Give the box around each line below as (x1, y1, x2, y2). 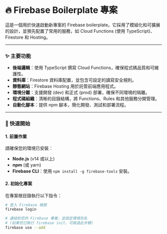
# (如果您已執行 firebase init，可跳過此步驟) (5, 221, 93, 226)
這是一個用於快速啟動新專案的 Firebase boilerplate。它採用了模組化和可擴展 (5, 22, 161, 28)
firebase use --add (5, 225, 46, 231)
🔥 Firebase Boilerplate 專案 (5, 4, 118, 16)
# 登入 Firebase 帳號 (5, 202, 47, 207)
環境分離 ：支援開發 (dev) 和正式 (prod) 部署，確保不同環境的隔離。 (12, 90, 150, 96)
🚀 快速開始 (5, 120, 31, 127)
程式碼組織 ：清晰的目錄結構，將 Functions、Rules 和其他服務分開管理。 (12, 96, 160, 102)
